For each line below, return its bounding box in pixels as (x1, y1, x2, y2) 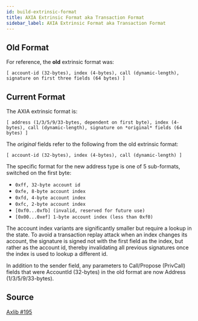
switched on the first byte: (6, 170, 71, 176)
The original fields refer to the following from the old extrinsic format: (6, 141, 179, 148)
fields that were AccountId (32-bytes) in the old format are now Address (6, 269, 186, 275)
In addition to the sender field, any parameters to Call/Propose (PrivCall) (6, 262, 186, 269)
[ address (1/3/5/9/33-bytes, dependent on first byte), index (6, 119, 169, 126)
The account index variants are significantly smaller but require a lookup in (6, 224, 192, 232)
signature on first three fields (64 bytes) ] (6, 75, 126, 81)
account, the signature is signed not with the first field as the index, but (6, 238, 184, 244)
